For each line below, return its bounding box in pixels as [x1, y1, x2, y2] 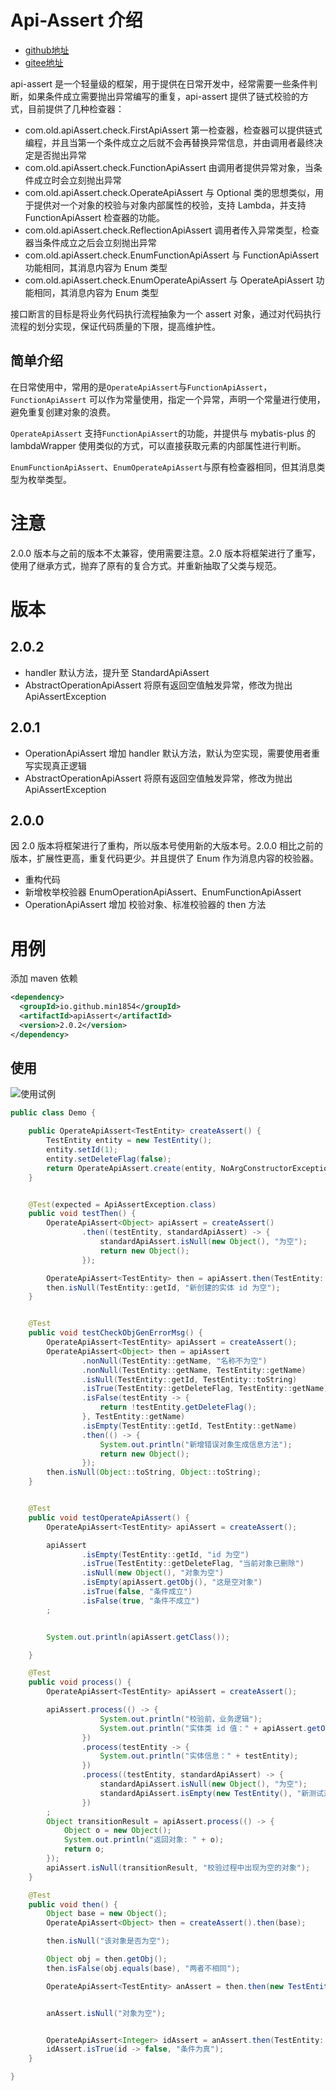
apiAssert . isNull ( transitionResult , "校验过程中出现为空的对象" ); [46, 1862, 311, 1873]
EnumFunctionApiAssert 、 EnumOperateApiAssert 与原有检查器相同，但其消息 [10, 461, 317, 473]
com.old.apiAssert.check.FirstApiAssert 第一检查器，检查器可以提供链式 [24, 124, 323, 136]
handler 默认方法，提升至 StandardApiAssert [24, 666, 210, 678]
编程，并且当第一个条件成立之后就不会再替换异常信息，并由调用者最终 [24, 136, 315, 148]
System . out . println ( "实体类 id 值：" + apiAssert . [99, 1723, 308, 1733]
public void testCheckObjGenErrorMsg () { [28, 1328, 203, 1338]
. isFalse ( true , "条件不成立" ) [81, 1596, 200, 1606]
